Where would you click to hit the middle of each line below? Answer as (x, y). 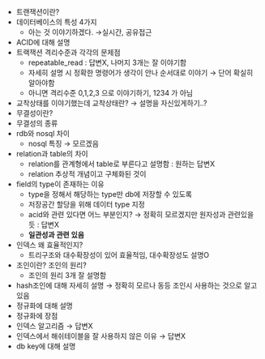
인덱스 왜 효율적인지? (49, 245)
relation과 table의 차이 (52, 154)
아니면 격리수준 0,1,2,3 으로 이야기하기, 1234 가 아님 (110, 93)
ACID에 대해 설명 (43, 42)
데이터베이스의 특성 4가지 (56, 22)
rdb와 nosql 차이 (43, 133)
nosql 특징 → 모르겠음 (64, 143)
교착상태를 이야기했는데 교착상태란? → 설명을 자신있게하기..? (111, 103)
